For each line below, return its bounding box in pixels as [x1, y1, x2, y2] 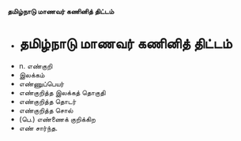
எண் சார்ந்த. [18, 123, 58, 132]
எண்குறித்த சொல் [18, 106, 73, 115]
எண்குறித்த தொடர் [18, 96, 77, 106]
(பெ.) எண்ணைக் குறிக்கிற [18, 114, 96, 124]
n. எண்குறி [18, 61, 53, 70]
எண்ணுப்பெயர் [18, 79, 65, 88]
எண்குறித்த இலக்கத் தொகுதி [18, 87, 106, 97]
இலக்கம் [18, 70, 45, 80]
